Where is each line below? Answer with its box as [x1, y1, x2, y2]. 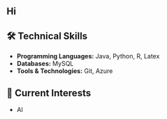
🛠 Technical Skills [6, 30, 88, 42]
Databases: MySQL [16, 59, 74, 68]
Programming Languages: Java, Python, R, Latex [16, 52, 160, 61]
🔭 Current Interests [6, 87, 92, 99]
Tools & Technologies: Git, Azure [16, 67, 113, 75]
